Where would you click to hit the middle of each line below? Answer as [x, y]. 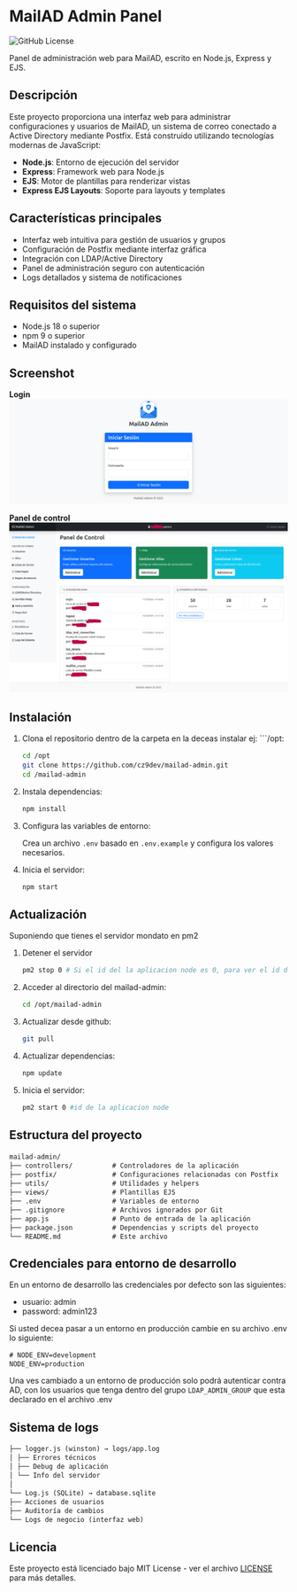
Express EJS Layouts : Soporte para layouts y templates [123, 190]
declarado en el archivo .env [61, 1400]
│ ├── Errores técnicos [53, 1458]
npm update [42, 1073]
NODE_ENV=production [47, 1364]
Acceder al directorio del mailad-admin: [94, 987]
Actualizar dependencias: [69, 1056]
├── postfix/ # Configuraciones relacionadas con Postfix [144, 1174]
